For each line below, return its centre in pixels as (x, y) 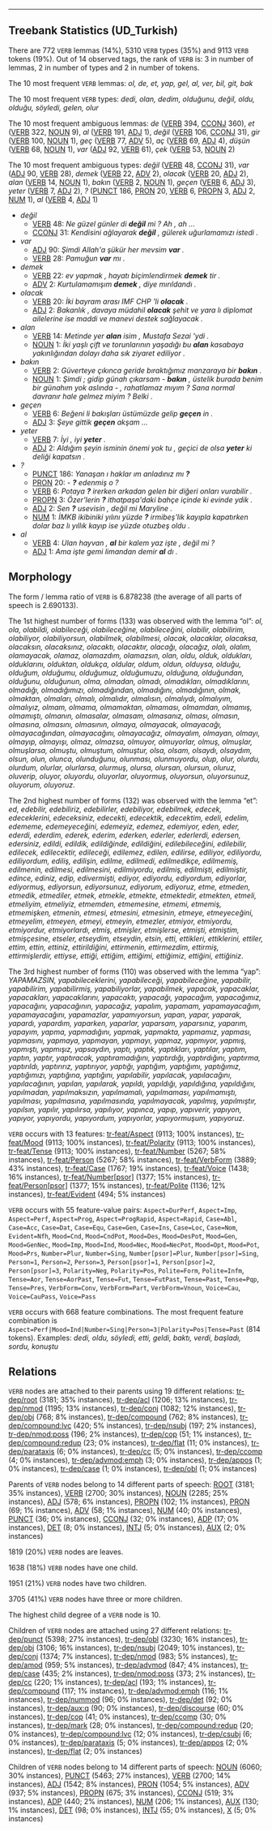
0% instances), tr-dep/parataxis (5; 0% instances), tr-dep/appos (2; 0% (128, 1743)
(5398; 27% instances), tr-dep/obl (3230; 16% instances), (142, 1639)
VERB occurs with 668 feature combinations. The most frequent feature (126, 1312)
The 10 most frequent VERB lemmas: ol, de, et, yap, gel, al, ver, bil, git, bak (131, 83)
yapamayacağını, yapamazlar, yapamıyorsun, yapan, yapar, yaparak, (125, 1015)
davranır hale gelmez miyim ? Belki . (92, 396)
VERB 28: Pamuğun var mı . (79, 258)
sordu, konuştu (34, 1346)
